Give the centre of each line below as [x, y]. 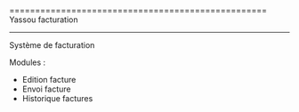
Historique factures [57, 98]
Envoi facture [46, 89]
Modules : [28, 62]
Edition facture [49, 80]
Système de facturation [52, 45]
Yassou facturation [44, 20]
